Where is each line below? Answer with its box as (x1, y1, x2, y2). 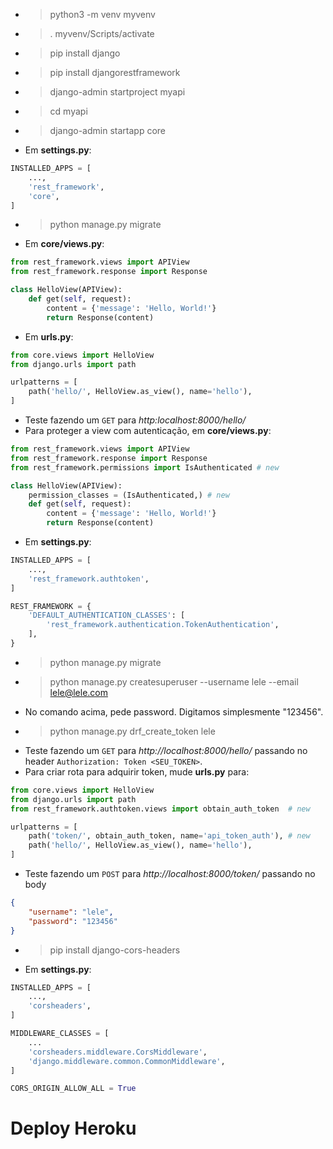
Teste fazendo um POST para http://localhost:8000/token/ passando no (24, 868, 316, 879)
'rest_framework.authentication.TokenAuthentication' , (46, 620, 280, 630)
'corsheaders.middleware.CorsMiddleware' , (28, 1047, 208, 1057)
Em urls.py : (24, 330, 74, 343)
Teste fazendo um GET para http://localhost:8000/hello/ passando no (24, 744, 308, 756)
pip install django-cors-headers (49, 944, 181, 956)
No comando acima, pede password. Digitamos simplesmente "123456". (24, 705, 324, 718)
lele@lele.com (49, 686, 109, 698)
